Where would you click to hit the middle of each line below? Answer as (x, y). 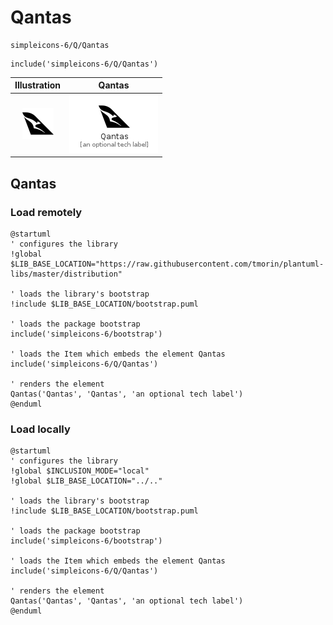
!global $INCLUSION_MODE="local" (80, 471)
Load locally (40, 429)
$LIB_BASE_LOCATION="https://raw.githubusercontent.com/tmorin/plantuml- (167, 264)
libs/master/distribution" (66, 274)
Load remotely (46, 212)
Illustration (38, 85)
